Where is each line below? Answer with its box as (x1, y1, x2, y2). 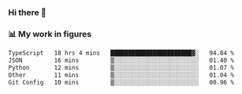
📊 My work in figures (8, 28, 92, 39)
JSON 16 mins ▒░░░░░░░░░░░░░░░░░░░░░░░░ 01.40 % (8, 56, 235, 65)
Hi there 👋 (8, 7, 47, 18)
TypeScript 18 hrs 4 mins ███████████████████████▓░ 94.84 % (8, 49, 235, 57)
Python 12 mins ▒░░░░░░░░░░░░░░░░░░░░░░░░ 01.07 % (8, 63, 235, 71)
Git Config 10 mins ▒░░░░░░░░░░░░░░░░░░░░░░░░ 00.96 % (8, 78, 235, 86)
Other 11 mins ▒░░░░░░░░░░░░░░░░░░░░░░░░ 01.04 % (8, 70, 235, 79)
